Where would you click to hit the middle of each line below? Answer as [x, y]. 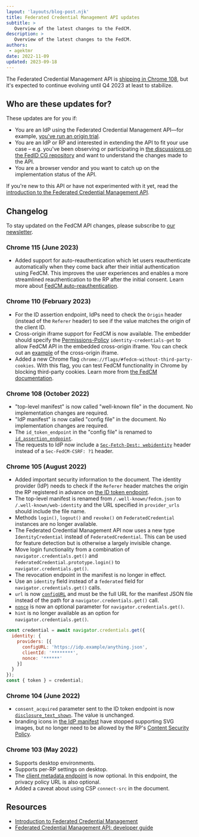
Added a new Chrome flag [47, 359]
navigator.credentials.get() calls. [58, 588]
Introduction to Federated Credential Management [76, 821]
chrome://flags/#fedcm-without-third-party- [136, 360]
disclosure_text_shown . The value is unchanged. [74, 715]
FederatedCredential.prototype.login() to [67, 562]
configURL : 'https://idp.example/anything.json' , [85, 647]
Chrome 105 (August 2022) [46, 466]
